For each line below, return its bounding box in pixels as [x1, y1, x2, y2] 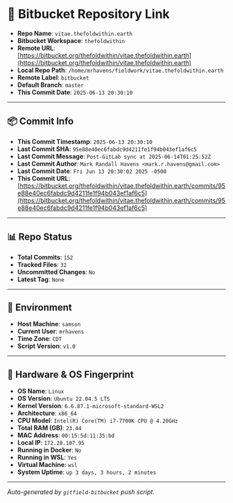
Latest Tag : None [17, 275, 64, 283]
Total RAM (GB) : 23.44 [17, 424, 82, 432]
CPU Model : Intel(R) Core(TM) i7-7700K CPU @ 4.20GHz [17, 416, 178, 425]
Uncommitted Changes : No [17, 267, 96, 276]
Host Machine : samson [17, 320, 81, 328]
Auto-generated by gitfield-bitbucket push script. [7, 488, 155, 496]
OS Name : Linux [17, 387, 64, 396]
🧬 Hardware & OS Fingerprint [7, 369, 134, 380]
